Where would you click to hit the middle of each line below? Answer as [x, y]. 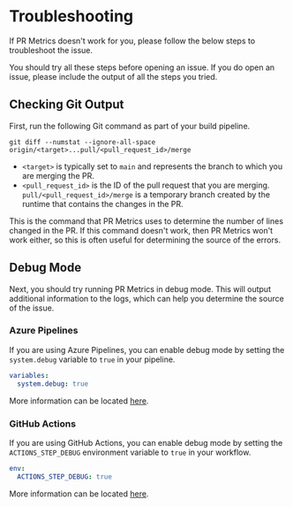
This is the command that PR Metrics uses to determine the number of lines [146, 221]
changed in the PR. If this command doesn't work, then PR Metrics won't [141, 230]
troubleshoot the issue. [51, 50]
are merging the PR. [58, 175]
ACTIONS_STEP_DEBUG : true [65, 476]
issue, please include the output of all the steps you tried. [113, 76]
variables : [29, 375]
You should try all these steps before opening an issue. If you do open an [142, 67]
